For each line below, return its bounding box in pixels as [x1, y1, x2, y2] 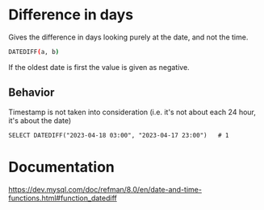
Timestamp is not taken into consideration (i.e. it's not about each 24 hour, [8, 107, 257, 117]
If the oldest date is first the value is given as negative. [8, 62, 190, 72]
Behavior [8, 86, 55, 100]
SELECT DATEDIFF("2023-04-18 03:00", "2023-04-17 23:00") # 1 [8, 131, 229, 139]
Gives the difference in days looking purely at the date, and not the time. [8, 32, 249, 42]
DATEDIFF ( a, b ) [8, 47, 60, 56]
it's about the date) [8, 115, 72, 126]
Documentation [8, 158, 115, 176]
